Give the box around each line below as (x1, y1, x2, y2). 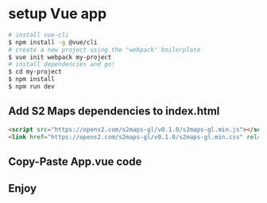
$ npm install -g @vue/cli (8, 38, 98, 46)
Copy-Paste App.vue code (8, 155, 142, 168)
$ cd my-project (8, 68, 62, 76)
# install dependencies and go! (8, 60, 115, 68)
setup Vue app (8, 5, 107, 23)
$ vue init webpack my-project (8, 53, 112, 61)
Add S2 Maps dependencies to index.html (8, 105, 220, 118)
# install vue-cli (8, 31, 69, 39)
